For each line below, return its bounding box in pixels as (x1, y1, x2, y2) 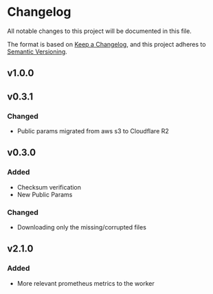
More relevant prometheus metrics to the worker (16, 279, 155, 287)
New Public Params (16, 190, 73, 199)
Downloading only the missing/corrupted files (16, 223, 146, 231)
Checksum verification (16, 183, 81, 191)
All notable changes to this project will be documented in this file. (7, 27, 192, 35)
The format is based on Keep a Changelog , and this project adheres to (7, 40, 206, 48)
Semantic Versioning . (7, 47, 67, 56)
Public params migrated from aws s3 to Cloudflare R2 (16, 127, 170, 135)
